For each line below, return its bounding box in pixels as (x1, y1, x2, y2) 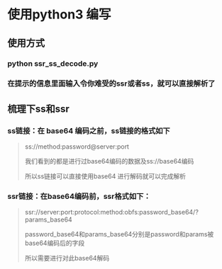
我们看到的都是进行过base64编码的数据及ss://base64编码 (24, 157, 194, 166)
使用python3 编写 (7, 6, 111, 23)
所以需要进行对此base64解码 (24, 254, 110, 263)
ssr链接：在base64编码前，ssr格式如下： (7, 192, 151, 202)
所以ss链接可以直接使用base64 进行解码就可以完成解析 (24, 172, 187, 181)
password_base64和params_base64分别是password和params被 (24, 230, 214, 239)
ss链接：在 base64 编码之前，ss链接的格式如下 (7, 125, 170, 135)
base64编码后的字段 (24, 239, 85, 248)
